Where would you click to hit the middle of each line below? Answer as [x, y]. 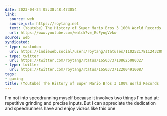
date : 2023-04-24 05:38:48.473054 [41, 10]
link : [11, 14]
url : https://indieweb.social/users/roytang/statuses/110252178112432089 [87, 51]
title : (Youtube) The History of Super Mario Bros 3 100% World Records [82, 83]
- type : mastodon [23, 47]
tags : [11, 74]
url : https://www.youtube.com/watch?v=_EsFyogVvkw [63, 33]
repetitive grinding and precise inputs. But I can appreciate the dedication [80, 103]
